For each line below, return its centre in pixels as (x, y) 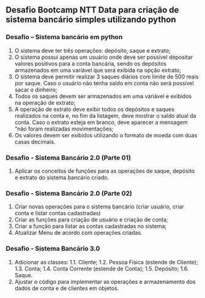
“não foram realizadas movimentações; (64, 129)
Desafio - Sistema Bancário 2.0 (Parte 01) (68, 158)
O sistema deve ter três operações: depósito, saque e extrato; (92, 50)
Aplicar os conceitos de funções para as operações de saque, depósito (105, 170)
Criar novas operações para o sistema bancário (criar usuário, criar (99, 207)
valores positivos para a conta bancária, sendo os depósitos (90, 63)
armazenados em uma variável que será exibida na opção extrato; (98, 70)
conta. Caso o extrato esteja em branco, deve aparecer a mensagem (101, 122)
